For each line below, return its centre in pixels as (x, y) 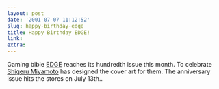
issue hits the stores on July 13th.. (55, 78)
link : (15, 39)
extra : (16, 45)
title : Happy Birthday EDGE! (49, 32)
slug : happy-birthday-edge (46, 26)
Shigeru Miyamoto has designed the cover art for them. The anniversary (109, 71)
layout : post (26, 13)
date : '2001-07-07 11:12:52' (49, 20)
